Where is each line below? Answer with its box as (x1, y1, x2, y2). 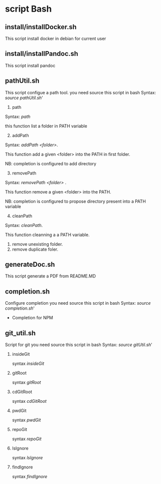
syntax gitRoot (12, 380, 41, 385)
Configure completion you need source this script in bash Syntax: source (5, 300, 151, 306)
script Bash (5, 3, 52, 15)
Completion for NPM (12, 315, 53, 321)
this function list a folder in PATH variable (5, 123, 87, 129)
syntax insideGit (12, 361, 45, 366)
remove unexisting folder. (12, 241, 63, 247)
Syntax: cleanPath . (5, 222, 43, 228)
